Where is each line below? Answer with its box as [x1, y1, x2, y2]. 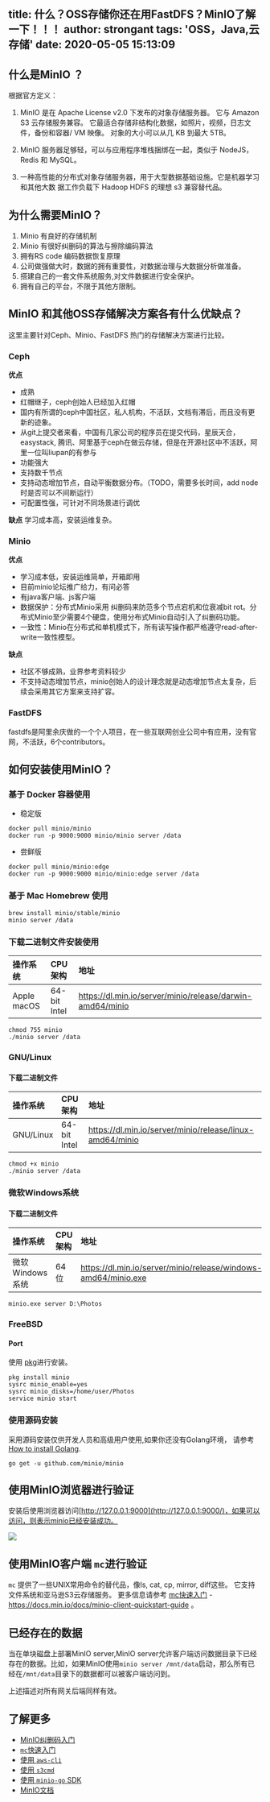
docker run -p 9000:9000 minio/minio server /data [8, 832, 182, 840]
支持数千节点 [19, 468, 63, 478]
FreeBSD [8, 1319, 43, 1330]
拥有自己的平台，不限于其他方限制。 [19, 281, 141, 292]
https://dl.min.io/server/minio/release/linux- [88, 1125, 255, 1136]
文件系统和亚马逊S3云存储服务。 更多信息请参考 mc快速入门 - [8, 1590, 213, 1600]
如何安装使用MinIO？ [8, 763, 113, 777]
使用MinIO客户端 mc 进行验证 [8, 1557, 147, 1571]
